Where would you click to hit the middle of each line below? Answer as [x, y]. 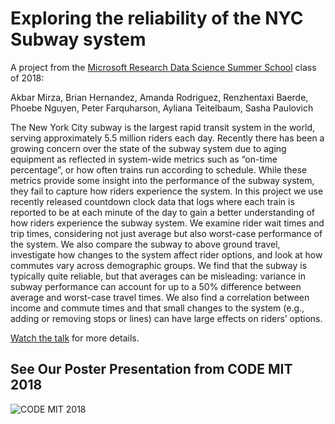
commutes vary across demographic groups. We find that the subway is [159, 265]
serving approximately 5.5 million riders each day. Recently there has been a [167, 138]
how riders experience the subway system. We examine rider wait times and [167, 223]
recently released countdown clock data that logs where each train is [152, 201]
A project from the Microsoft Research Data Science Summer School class [163, 67]
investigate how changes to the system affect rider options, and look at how [166, 254]
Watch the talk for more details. [75, 338]
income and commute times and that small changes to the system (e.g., [157, 308]
